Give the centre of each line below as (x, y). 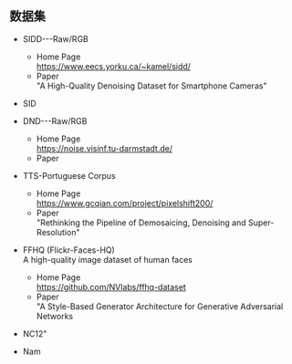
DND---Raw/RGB (55, 120)
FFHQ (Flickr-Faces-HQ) (69, 250)
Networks (55, 316)
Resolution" (58, 232)
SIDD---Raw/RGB (55, 38)
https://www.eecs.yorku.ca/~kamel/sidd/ (114, 66)
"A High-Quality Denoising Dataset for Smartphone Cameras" (151, 86)
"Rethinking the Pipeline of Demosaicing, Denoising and (141, 223)
